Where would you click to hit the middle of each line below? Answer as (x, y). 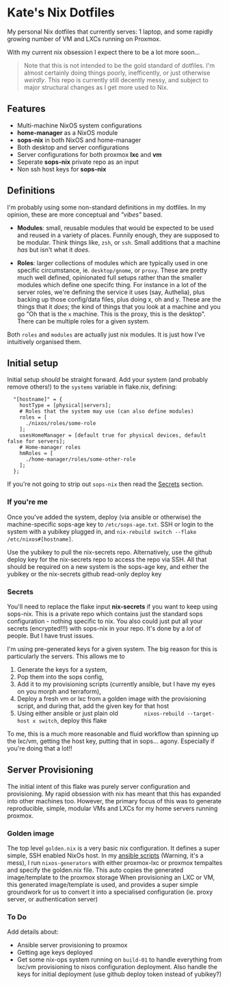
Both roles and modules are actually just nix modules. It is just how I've (106, 335)
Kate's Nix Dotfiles (61, 13)
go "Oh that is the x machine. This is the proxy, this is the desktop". (111, 314)
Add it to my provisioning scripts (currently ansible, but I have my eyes (116, 684)
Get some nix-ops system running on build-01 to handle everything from (119, 960)
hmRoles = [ (36, 454)
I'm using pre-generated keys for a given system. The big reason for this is (112, 648)
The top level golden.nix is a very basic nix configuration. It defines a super (113, 849)
